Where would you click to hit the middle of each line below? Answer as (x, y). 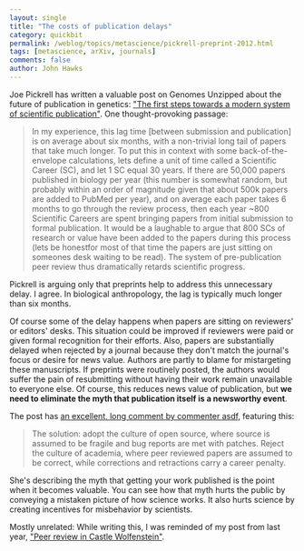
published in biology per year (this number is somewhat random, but (159, 179)
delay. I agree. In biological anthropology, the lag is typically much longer (146, 294)
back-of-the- (264, 150)
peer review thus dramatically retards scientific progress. (138, 266)
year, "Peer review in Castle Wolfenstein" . (87, 536)
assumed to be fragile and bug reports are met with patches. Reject (157, 443)
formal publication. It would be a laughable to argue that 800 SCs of (158, 227)
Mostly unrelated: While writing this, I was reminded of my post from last (145, 526)
